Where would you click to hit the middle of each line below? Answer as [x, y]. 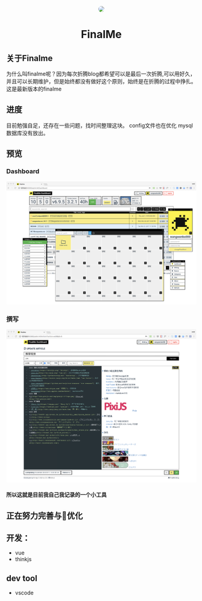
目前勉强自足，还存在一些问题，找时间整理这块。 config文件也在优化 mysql [99, 125]
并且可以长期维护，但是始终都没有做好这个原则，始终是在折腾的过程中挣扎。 [101, 81]
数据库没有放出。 [27, 133]
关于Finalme [30, 58]
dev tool [22, 578]
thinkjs [23, 559]
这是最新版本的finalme [34, 89]
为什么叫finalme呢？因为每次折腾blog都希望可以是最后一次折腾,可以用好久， [101, 74]
